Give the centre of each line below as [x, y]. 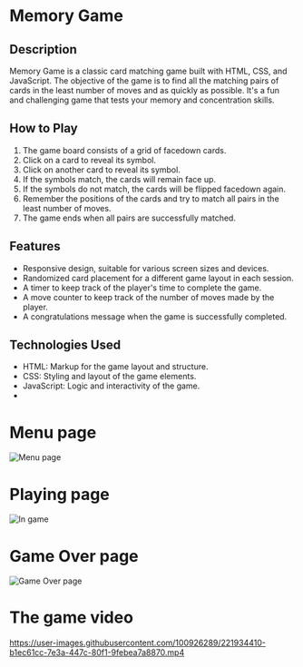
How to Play [44, 128]
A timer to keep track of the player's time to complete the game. [142, 288]
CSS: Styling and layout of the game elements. [109, 377]
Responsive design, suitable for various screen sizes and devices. [146, 268]
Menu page [53, 432]
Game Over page [74, 556]
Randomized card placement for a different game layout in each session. [158, 278]
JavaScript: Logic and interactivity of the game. [111, 386]
